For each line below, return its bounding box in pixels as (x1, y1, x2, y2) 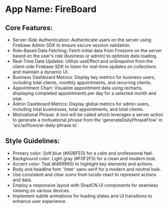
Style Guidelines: (5, 137, 60, 145)
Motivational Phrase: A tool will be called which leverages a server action (12, 112, 163, 118)
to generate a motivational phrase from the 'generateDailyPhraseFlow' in (12, 117, 163, 123)
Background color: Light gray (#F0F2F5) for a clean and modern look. (12, 155, 156, 161)
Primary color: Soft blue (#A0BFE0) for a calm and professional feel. (12, 150, 153, 156)
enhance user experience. (12, 198, 67, 204)
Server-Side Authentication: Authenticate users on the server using (12, 37, 151, 43)
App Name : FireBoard (5, 4, 97, 15)
